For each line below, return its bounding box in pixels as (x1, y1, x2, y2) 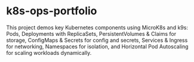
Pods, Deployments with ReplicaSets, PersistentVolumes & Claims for (6, 30, 177, 37)
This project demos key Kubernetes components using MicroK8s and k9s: (6, 24, 188, 31)
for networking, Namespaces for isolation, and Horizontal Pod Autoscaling (6, 43, 189, 50)
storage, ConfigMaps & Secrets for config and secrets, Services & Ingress (6, 36, 188, 44)
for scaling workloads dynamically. (6, 49, 92, 56)
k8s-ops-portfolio (6, 4, 97, 18)
